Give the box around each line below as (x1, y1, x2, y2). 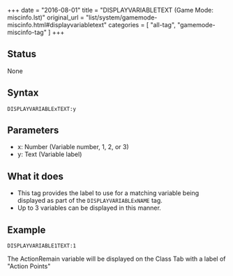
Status (7, 48, 37, 60)
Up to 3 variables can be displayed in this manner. (17, 204, 162, 212)
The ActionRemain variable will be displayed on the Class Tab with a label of (7, 254, 226, 263)
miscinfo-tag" (7, 28, 47, 36)
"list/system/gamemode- (86, 13, 158, 22)
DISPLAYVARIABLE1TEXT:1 (7, 243, 77, 250)
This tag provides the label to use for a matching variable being (17, 189, 200, 197)
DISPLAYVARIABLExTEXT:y (7, 105, 77, 112)
